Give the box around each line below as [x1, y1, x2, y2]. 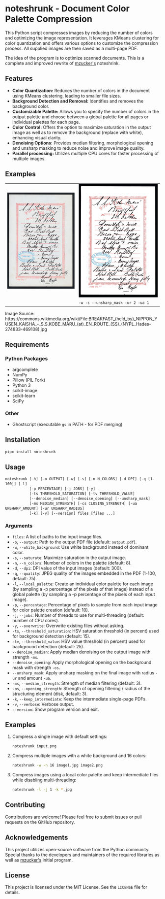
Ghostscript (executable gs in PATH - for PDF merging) [12, 421, 123, 427]
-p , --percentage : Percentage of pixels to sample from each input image [12, 601, 158, 607]
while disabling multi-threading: [12, 777, 77, 783]
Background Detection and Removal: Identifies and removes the [12, 98, 144, 104]
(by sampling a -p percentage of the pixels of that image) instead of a [12, 586, 153, 592]
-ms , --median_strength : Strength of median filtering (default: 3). [12, 680, 142, 686]
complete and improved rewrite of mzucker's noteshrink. [5, 60, 120, 66]
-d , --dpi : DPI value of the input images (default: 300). [12, 565, 123, 571]
